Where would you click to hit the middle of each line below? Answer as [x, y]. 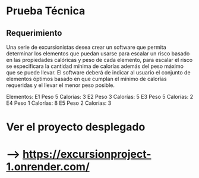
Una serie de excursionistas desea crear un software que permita [86, 47]
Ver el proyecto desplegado [76, 127]
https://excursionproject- [87, 154]
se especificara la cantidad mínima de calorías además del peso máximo [95, 66]
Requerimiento [34, 33]
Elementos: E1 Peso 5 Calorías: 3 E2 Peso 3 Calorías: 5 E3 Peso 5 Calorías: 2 [100, 97]
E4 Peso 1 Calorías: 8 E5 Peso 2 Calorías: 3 [59, 103]
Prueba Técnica [46, 11]
